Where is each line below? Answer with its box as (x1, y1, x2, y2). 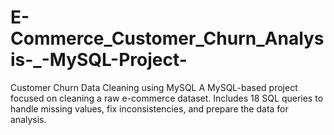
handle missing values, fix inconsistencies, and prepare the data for (10, 102, 289, 115)
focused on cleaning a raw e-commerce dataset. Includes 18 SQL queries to (10, 92, 324, 104)
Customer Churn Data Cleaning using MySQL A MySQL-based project (10, 81, 298, 93)
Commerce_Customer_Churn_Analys (10, 27, 325, 50)
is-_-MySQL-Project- (10, 49, 188, 71)
